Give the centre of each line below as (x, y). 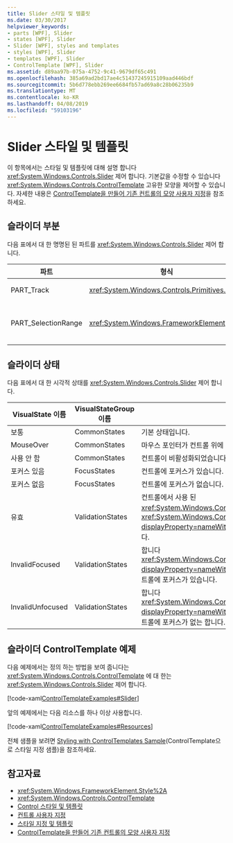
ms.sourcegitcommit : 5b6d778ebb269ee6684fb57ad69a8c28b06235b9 (101, 85)
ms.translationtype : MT (42, 91)
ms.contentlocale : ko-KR (43, 98)
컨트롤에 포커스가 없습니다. (182, 484)
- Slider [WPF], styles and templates (63, 46)
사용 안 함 (25, 459)
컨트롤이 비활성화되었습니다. (185, 459)
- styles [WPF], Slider (42, 53)
